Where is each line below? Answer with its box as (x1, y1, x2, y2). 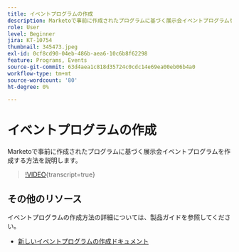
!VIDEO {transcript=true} (24, 170, 96, 179)
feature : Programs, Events (7, 57, 87, 64)
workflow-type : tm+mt (7, 70, 72, 77)
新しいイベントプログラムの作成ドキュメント (17, 237, 149, 246)
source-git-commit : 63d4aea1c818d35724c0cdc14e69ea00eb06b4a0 (7, 63, 196, 70)
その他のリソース (7, 193, 82, 205)
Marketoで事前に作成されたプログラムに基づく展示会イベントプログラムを (7, 147, 225, 156)
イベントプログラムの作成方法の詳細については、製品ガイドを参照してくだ (7, 213, 225, 221)
